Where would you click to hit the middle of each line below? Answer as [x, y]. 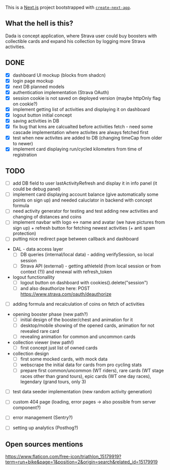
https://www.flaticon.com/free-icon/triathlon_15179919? [63, 457]
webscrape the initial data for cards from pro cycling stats [81, 365]
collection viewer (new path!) [43, 342]
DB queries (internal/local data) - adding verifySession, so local [87, 255]
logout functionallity [34, 277]
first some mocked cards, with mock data [64, 359]
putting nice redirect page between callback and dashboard [76, 239]
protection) [25, 233]
